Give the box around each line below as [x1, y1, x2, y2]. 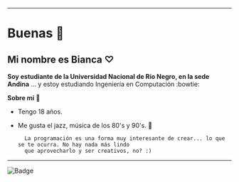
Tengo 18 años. [17, 107, 63, 116]
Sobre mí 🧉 [7, 94, 41, 102]
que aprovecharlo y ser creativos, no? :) [24, 147, 152, 154]
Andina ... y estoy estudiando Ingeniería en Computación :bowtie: [7, 80, 200, 88]
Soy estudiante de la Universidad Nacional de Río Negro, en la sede [7, 73, 210, 80]
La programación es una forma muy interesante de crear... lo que [24, 135, 225, 142]
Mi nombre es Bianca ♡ [7, 53, 115, 65]
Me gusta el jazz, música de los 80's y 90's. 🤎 [17, 122, 153, 129]
